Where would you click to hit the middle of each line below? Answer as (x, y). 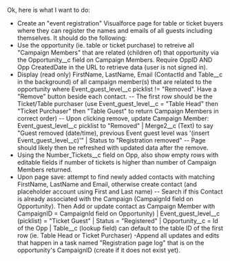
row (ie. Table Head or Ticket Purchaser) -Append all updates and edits (118, 236)
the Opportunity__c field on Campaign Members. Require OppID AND (115, 60)
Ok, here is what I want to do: (49, 10)
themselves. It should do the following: (72, 38)
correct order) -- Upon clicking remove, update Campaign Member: (113, 118)
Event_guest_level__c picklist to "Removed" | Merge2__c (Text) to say (115, 126)
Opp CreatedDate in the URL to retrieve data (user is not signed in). (112, 67)
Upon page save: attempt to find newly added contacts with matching (116, 177)
